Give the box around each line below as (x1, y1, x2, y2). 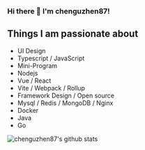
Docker (17, 106, 39, 114)
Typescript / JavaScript (17, 54, 85, 62)
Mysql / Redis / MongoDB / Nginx (17, 98, 114, 107)
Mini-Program (17, 61, 58, 69)
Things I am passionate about (7, 28, 139, 40)
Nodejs (17, 69, 38, 77)
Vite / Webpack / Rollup (17, 83, 86, 92)
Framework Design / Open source (17, 91, 115, 100)
